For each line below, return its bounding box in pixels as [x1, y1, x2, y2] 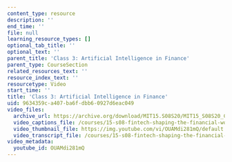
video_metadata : [7, 139, 54, 145]
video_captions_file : [13, 119, 76, 126]
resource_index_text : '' [7, 74, 79, 81]
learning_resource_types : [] [7, 36, 91, 43]
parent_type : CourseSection [7, 61, 88, 68]
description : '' [7, 17, 54, 23]
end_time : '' [7, 23, 45, 30]
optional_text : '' [7, 49, 60, 56]
